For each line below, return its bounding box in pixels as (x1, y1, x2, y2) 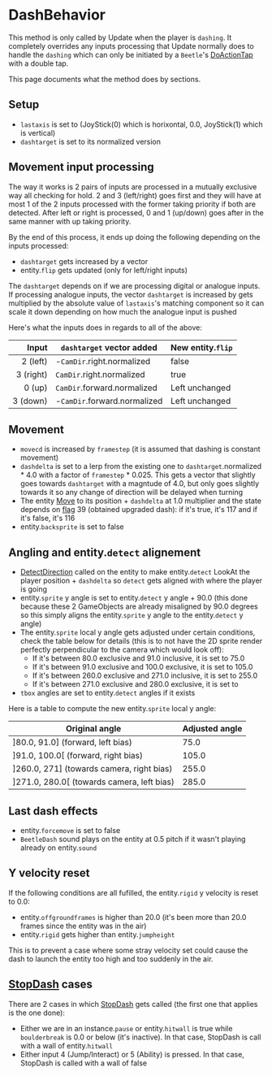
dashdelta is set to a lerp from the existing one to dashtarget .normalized (19, 462, 262, 471)
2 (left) (21, 355, 48, 367)
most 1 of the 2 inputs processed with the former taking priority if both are (8, 199, 256, 209)
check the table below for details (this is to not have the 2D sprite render (19, 636, 263, 646)
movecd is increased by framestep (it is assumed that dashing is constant (19, 445, 261, 454)
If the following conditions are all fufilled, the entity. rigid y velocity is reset (8, 887, 258, 897)
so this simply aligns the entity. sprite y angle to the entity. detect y (19, 610, 244, 620)
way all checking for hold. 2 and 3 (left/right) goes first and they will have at (8, 190, 261, 200)
